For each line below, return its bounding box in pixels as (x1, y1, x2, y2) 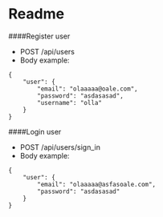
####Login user (8, 127, 62, 136)
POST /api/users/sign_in (19, 142, 100, 152)
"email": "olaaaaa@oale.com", (37, 85, 138, 93)
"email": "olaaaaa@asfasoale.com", (37, 180, 157, 188)
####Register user (8, 31, 71, 41)
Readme (8, 5, 65, 23)
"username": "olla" (37, 98, 103, 106)
